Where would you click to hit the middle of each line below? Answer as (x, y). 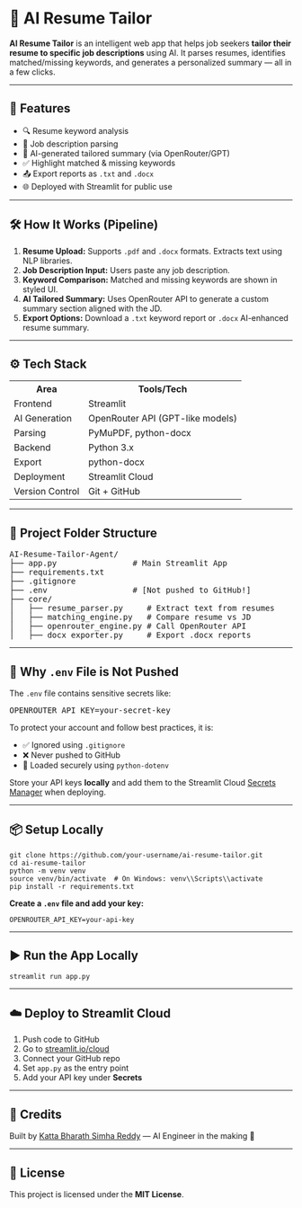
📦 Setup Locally (57, 830)
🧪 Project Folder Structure (83, 533)
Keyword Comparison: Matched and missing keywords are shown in (150, 280)
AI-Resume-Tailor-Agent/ (64, 555)
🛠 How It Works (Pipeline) (84, 225)
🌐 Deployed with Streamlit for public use (97, 186)
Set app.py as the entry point (75, 1068)
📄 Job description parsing (70, 144)
